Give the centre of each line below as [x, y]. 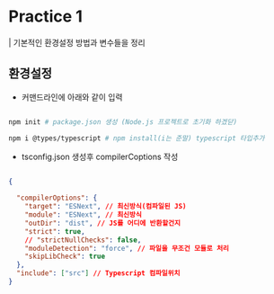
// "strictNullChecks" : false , [83, 240]
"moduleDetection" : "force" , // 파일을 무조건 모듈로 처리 [127, 248]
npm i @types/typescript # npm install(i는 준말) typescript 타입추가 [137, 138]
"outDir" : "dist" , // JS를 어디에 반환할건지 [103, 223]
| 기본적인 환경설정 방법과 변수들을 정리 [77, 42]
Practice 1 [45, 17]
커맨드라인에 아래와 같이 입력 [72, 97]
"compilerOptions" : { [57, 198]
